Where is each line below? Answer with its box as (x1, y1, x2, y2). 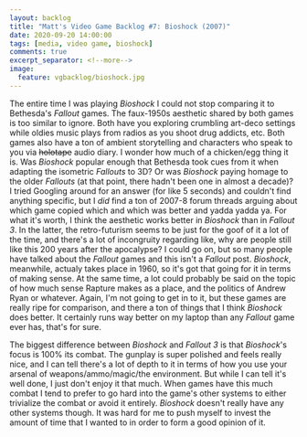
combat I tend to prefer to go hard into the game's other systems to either (9, 388, 287, 399)
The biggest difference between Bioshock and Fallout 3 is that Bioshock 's (9, 339, 288, 350)
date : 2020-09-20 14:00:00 (9, 30, 112, 39)
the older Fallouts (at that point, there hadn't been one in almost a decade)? (9, 176, 294, 187)
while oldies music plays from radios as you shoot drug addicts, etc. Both (9, 127, 285, 138)
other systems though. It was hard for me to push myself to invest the (9, 407, 271, 418)
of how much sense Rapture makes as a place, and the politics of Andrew (9, 282, 286, 293)
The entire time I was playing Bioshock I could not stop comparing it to (9, 98, 275, 109)
